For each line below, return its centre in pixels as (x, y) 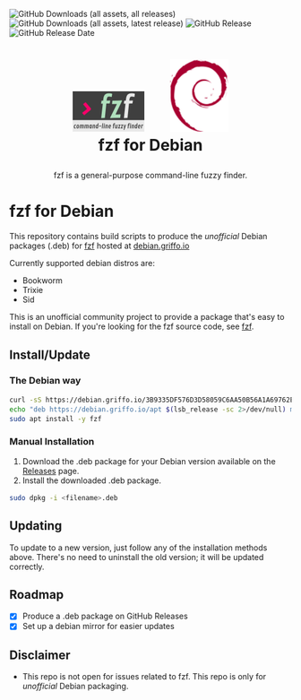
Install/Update (50, 354)
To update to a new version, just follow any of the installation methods (138, 548)
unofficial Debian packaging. (75, 687)
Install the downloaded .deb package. (92, 480)
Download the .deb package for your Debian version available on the (149, 461)
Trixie (33, 290)
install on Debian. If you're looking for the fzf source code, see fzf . (132, 326)
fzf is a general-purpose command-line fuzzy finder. (150, 176)
